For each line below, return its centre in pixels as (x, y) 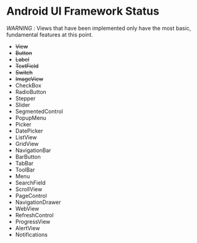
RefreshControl (34, 215)
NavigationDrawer (38, 202)
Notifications (31, 234)
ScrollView (29, 189)
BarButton (28, 156)
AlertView (28, 228)
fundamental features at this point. (50, 34)
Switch (24, 72)
